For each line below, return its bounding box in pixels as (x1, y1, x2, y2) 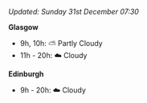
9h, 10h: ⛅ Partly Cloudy (19, 39, 103, 47)
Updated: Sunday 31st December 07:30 (8, 7, 139, 16)
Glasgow (8, 23, 39, 31)
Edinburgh (8, 69, 44, 79)
